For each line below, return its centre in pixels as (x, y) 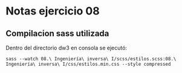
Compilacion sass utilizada (57, 33)
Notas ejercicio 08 (53, 11)
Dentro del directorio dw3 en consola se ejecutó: (67, 48)
